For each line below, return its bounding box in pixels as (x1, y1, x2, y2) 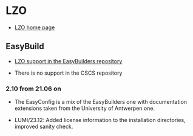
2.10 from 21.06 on (5, 84, 61, 93)
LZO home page (14, 24, 55, 31)
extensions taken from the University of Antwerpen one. (14, 104, 155, 112)
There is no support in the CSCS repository (14, 69, 123, 76)
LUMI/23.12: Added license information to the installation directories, (14, 117, 186, 124)
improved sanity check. (14, 123, 73, 131)
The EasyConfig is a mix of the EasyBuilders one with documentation (14, 98, 188, 106)
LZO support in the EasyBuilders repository (14, 57, 123, 64)
